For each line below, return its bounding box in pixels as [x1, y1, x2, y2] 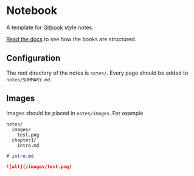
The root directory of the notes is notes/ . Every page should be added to [6, 69, 189, 76]
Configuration [6, 53, 61, 64]
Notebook [6, 4, 58, 18]
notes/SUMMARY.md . [6, 75, 52, 83]
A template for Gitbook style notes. [6, 24, 94, 31]
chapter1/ [12, 137, 36, 143]
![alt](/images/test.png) [6, 164, 72, 170]
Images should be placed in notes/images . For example [6, 109, 144, 117]
